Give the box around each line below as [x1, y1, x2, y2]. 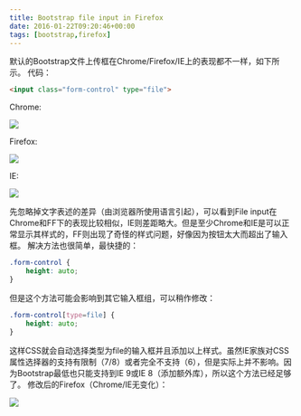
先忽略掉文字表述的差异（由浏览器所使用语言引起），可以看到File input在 [9, 206, 277, 217]
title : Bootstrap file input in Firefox [9, 13, 165, 23]
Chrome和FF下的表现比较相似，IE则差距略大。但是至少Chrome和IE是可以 [9, 218, 282, 229]
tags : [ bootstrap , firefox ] [9, 30, 111, 39]
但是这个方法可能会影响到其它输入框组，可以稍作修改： [9, 292, 215, 303]
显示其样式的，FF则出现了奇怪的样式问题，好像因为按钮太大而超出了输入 [16, 229, 288, 240]
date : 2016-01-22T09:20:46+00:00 [9, 22, 136, 31]
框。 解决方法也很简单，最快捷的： [9, 241, 138, 251]
